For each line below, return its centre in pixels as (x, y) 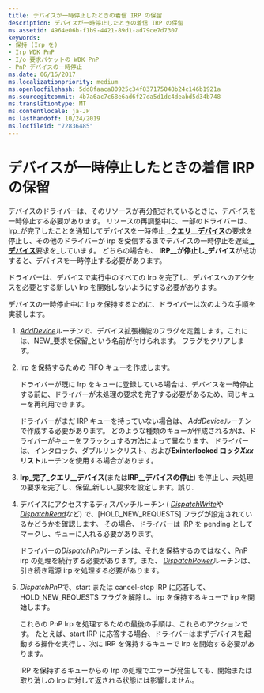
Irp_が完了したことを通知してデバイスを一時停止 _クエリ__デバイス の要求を (130, 230)
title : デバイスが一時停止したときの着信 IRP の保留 (85, 15)
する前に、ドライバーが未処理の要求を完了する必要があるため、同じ (130, 394)
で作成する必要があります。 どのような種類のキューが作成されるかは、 (134, 430)
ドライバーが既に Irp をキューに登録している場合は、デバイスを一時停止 (137, 384)
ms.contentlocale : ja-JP (49, 112)
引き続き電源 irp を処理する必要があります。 (91, 570)
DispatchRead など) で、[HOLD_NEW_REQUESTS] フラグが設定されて (132, 514)
